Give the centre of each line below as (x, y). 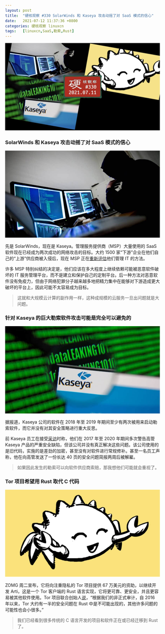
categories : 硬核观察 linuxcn (34, 26)
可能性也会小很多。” (25, 610)
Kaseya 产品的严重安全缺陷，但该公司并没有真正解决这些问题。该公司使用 (80, 445)
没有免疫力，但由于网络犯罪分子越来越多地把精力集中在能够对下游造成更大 (84, 281)
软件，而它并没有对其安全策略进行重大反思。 (54, 428)
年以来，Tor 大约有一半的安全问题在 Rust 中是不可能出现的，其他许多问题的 (82, 604)
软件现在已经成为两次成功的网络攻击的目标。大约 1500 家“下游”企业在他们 (80, 252)
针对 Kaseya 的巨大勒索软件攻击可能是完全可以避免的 (68, 318)
